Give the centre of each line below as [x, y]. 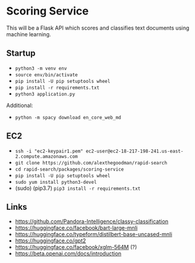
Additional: [20, 105]
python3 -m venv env [41, 68]
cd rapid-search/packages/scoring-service [69, 169]
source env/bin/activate [46, 75]
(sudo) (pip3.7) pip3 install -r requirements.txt [78, 188]
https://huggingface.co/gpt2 [51, 241]
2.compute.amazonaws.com [46, 156]
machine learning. [29, 34]
